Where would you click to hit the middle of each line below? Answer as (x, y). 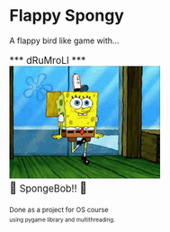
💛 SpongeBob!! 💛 (48, 187)
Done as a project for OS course (59, 210)
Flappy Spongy (67, 16)
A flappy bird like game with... (64, 40)
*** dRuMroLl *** (48, 60)
